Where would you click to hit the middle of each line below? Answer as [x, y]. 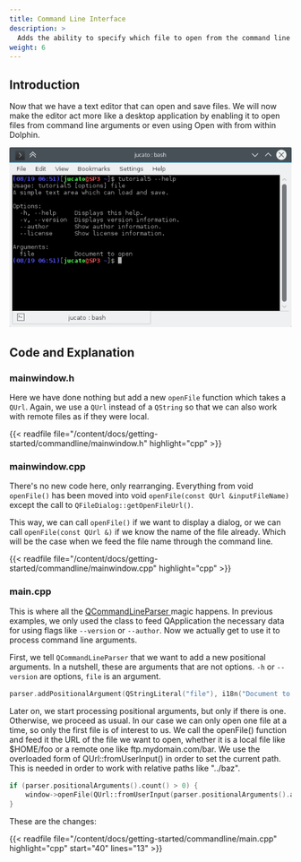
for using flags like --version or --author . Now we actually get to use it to [145, 630]
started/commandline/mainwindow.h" [78, 444]
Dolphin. [25, 135]
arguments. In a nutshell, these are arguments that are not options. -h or [142, 667]
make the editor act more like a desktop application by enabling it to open [145, 116]
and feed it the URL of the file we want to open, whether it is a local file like [147, 739]
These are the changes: [53, 822]
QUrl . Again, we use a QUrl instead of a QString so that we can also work [143, 407]
